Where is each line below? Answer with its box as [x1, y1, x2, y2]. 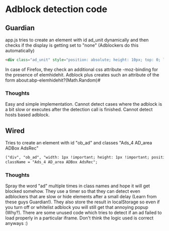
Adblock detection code [5, 4, 108, 15]
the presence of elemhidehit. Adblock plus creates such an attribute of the [5, 71, 159, 78]
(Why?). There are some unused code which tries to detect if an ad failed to [5, 210, 162, 216]
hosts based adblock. [5, 112, 50, 118]
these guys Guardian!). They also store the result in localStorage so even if [5, 199, 160, 205]
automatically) [5, 48, 35, 53]
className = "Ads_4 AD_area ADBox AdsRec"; [5, 160, 98, 165]
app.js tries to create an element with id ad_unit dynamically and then [5, 37, 149, 43]
